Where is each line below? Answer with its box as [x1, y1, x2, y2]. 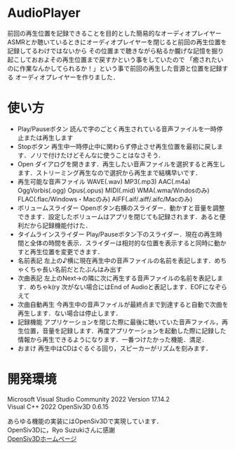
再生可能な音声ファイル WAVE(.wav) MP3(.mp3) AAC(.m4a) [17, 177, 191, 185]
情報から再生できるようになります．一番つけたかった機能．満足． [17, 335, 208, 343]
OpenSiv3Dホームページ [7, 434, 77, 443]
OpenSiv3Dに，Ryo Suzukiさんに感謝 [7, 425, 116, 434]
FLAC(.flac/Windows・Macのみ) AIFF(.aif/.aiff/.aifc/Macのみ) [17, 194, 193, 203]
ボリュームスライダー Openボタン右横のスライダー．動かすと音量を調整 [17, 204, 225, 212]
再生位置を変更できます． [29, 247, 104, 256]
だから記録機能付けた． [23, 221, 92, 230]
